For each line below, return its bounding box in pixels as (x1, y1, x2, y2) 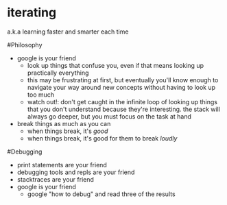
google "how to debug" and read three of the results (27, 190, 176, 198)
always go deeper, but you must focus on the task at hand (27, 112, 192, 121)
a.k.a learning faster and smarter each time (7, 27, 129, 36)
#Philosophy (7, 40, 43, 49)
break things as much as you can (16, 119, 111, 128)
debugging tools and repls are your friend (16, 168, 135, 176)
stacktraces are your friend (16, 175, 95, 183)
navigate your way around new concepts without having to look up (27, 83, 216, 91)
